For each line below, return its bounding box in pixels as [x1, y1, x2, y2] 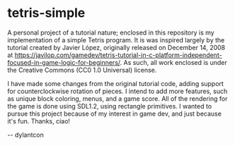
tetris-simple [7, 5, 86, 21]
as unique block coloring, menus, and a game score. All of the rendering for [7, 94, 228, 103]
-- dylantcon [7, 130, 45, 139]
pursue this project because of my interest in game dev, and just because [7, 109, 222, 118]
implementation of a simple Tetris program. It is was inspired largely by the [7, 35, 225, 44]
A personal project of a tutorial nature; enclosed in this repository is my [7, 28, 214, 37]
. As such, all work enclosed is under [120, 58, 228, 66]
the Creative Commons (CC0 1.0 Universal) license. [7, 66, 157, 74]
